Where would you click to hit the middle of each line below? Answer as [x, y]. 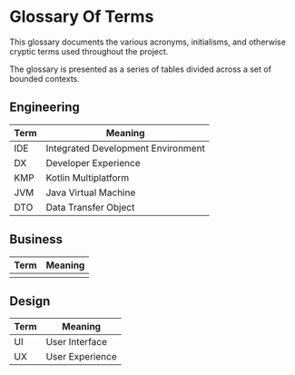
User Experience [81, 357]
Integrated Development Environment [126, 148]
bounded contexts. [44, 78]
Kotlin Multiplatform [88, 177]
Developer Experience [93, 163]
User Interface [76, 342]
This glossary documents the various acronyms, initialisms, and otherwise [147, 42]
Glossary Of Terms [82, 17]
